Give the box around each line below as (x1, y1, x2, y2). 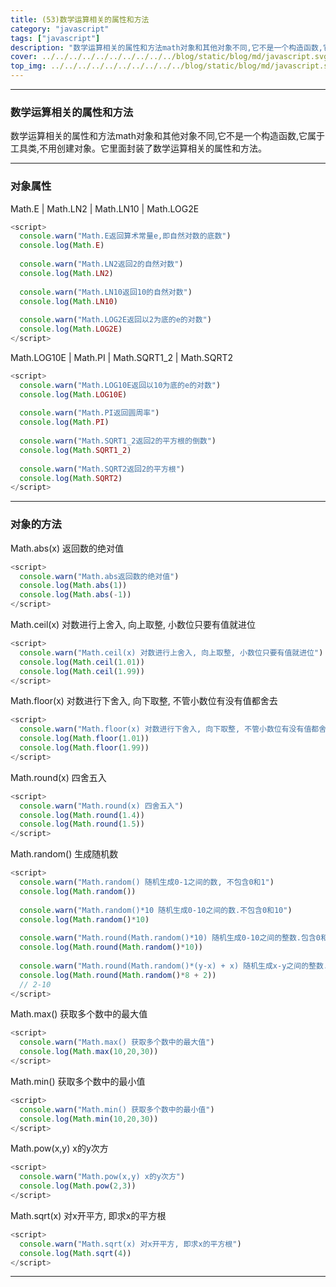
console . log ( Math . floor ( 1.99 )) (19, 743, 150, 753)
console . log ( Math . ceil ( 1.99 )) (19, 666, 145, 676)
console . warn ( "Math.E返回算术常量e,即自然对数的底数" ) (19, 231, 232, 241)
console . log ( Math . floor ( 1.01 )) (19, 734, 150, 744)
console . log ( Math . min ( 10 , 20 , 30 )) (19, 1114, 159, 1124)
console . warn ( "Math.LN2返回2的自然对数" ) (19, 259, 184, 270)
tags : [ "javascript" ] (10, 33, 101, 43)
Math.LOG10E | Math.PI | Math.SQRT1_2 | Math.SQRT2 (10, 351, 234, 363)
